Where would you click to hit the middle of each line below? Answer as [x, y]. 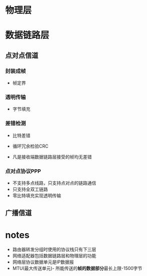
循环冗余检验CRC [30, 146]
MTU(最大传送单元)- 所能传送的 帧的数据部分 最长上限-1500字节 [77, 268]
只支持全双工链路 [30, 189]
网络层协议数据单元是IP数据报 [43, 262]
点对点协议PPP [23, 171]
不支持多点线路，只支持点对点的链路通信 [54, 183]
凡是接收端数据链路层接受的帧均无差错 [52, 157]
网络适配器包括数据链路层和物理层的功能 [54, 256]
